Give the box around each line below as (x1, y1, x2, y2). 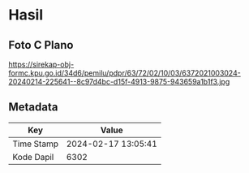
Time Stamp (12, 138, 59, 149)
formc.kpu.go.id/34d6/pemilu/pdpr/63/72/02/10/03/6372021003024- (8, 68, 241, 78)
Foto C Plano (8, 38, 74, 52)
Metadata (8, 100, 58, 115)
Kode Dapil (12, 151, 54, 162)
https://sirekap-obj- (8, 59, 75, 69)
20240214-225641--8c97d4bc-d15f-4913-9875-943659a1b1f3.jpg (8, 77, 230, 86)
